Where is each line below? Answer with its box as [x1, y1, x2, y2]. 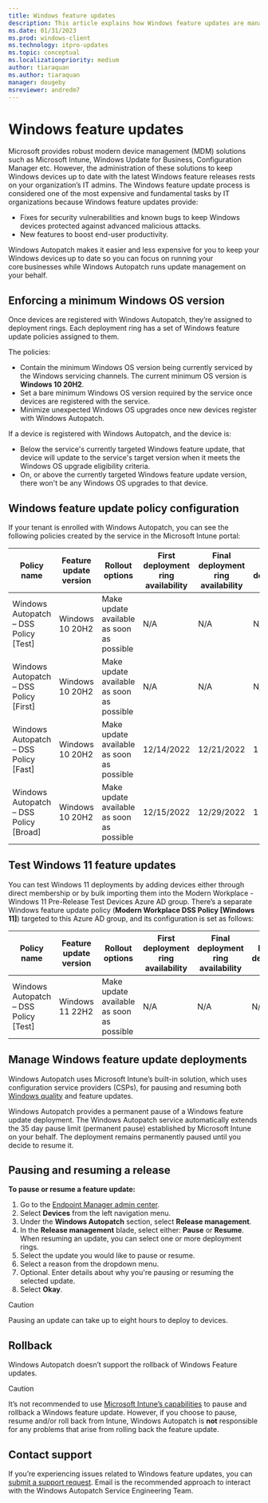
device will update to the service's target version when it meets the [19, 453, 241, 462]
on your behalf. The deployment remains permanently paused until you [8, 1131, 242, 1141]
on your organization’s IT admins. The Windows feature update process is [8, 180, 250, 190]
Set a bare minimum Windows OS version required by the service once [19, 388, 253, 398]
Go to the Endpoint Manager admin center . [19, 1200, 160, 1210]
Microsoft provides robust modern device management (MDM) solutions [8, 147, 246, 156]
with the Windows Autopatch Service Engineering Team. [8, 1486, 194, 1495]
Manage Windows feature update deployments [8, 1053, 247, 1067]
